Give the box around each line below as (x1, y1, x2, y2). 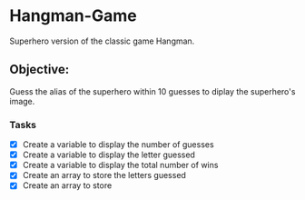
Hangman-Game (9, 5, 138, 26)
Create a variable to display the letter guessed (22, 149, 195, 160)
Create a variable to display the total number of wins (22, 160, 219, 171)
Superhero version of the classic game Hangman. (9, 35, 195, 46)
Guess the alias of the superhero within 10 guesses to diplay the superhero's (9, 85, 296, 96)
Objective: (9, 62, 70, 77)
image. (9, 95, 35, 106)
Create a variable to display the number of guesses (22, 139, 215, 150)
